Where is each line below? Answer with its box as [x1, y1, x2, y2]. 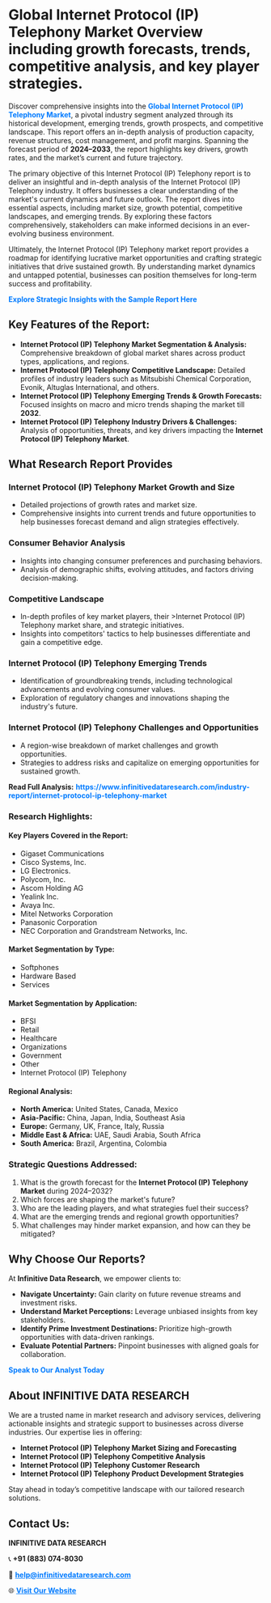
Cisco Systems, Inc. [19, 857, 87, 867]
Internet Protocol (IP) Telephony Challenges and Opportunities [8, 722, 259, 733]
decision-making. [19, 573, 78, 583]
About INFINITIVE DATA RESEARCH [8, 1389, 190, 1402]
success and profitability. [8, 278, 93, 288]
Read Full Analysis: [8, 782, 74, 791]
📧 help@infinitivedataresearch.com [8, 1570, 131, 1580]
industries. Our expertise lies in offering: [8, 1427, 142, 1437]
